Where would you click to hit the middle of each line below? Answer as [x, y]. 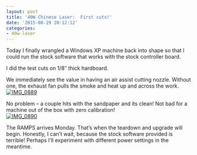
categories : [21, 28]
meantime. [19, 147]
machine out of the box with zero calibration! [61, 110]
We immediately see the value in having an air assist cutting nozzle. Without [98, 80]
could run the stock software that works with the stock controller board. [94, 57]
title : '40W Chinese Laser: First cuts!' [59, 17]
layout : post [22, 12]
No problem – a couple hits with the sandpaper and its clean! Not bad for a [97, 104]
